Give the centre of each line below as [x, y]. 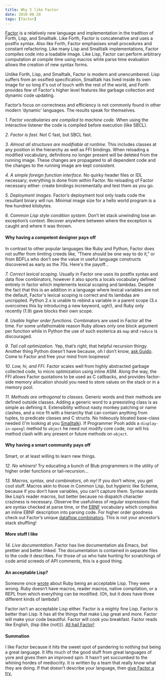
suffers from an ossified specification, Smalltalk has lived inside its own [78, 79]
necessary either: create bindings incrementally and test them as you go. [80, 186]
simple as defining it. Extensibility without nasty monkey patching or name [81, 407]
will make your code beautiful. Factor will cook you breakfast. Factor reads [81, 619]
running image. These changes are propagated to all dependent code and [81, 160]
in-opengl [15, 429]
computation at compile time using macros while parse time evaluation [77, 60]
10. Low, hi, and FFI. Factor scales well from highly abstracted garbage [77, 366]
